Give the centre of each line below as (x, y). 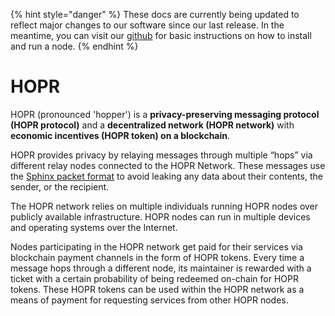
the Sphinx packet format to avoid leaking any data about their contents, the (166, 176)
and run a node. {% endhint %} (74, 46)
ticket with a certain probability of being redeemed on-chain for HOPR (154, 278)
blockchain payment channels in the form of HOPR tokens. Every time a (157, 257)
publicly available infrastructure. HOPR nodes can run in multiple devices (160, 216)
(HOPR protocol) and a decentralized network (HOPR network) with (152, 125)
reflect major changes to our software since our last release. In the (147, 25)
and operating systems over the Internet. (94, 227)
